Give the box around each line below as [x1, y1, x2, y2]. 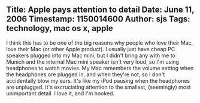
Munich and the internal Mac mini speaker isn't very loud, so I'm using [6, 58, 180, 65]
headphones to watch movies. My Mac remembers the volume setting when [6, 64, 194, 71]
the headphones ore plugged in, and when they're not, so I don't [6, 71, 165, 78]
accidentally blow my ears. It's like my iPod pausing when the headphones [6, 77, 190, 84]
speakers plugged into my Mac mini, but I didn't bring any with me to [6, 52, 175, 59]
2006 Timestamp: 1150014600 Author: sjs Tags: [6, 14, 190, 24]
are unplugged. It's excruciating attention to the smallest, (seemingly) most [6, 83, 191, 90]
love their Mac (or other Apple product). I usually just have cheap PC [6, 45, 175, 52]
